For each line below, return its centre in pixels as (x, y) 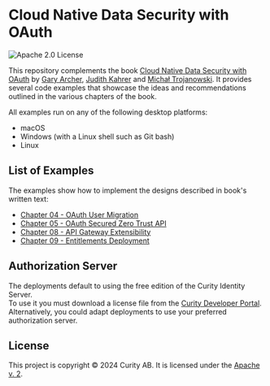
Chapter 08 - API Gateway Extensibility (85, 232)
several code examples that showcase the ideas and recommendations (127, 88)
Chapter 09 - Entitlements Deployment (85, 241)
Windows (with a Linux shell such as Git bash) (97, 137)
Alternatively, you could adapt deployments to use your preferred (118, 311)
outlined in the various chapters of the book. (83, 96)
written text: (28, 199)
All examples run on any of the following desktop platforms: (108, 112)
